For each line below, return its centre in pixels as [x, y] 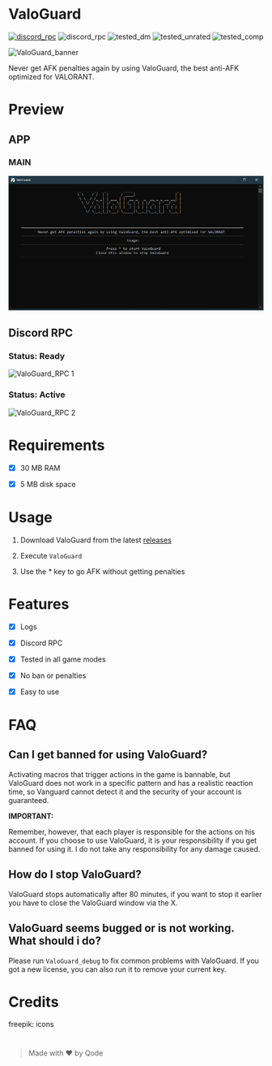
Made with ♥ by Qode [66, 1053]
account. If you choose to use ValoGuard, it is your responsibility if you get [133, 840]
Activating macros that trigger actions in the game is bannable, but [119, 774]
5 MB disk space [48, 484]
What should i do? [55, 941]
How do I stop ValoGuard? [75, 875]
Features [39, 604]
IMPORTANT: [31, 816]
